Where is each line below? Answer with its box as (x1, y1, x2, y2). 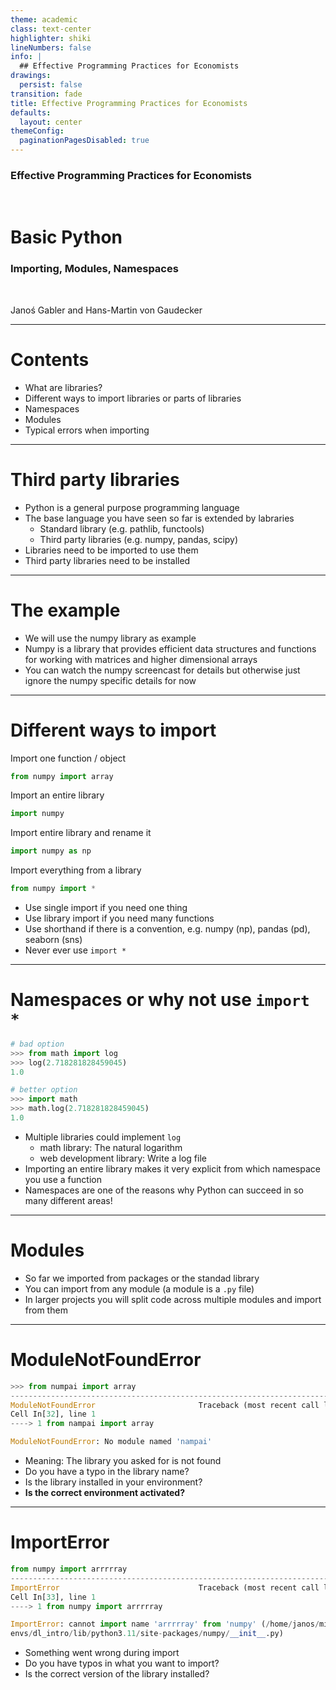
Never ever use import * (24, 944, 127, 956)
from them (24, 1304, 68, 1316)
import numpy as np (10, 846, 92, 856)
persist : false (19, 80, 83, 90)
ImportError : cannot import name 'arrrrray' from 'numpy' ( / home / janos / (10, 1619, 320, 1630)
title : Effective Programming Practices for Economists (10, 98, 248, 108)
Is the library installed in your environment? (24, 1476, 203, 1488)
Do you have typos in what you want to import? (24, 1657, 220, 1670)
